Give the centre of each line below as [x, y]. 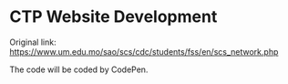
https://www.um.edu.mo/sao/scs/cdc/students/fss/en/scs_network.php [144, 51]
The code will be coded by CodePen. [79, 69]
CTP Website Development [113, 17]
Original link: [33, 42]
